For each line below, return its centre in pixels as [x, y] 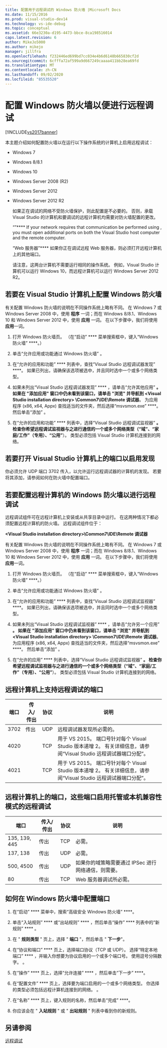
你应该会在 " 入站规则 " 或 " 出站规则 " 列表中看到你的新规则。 [76, 1011]
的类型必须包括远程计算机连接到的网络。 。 [56, 989]
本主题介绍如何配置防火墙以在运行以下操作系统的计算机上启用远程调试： [79, 142]
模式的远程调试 [28, 807]
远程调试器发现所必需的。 [87, 729]
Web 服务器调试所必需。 [104, 879]
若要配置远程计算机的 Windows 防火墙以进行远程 [80, 495]
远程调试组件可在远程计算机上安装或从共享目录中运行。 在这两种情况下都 [80, 517]
